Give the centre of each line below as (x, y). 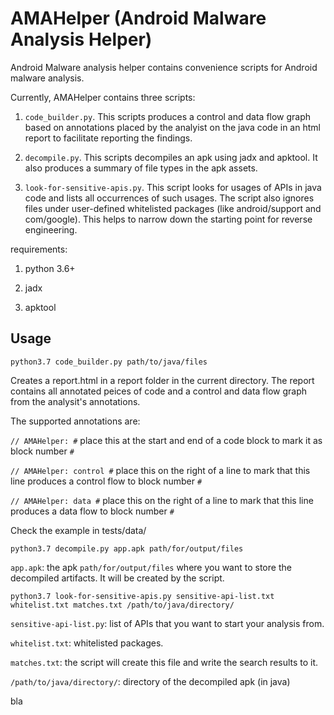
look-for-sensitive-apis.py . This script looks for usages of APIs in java (173, 187)
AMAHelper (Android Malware (138, 18)
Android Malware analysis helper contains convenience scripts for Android (164, 67)
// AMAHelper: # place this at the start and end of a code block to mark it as (166, 440)
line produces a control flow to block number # (106, 481)
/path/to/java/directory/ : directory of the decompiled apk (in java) (150, 681)
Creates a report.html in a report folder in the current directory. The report (162, 380)
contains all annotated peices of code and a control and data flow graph (159, 391)
